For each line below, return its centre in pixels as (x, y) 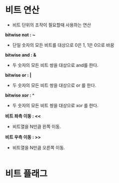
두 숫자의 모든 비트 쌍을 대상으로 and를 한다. (55, 65)
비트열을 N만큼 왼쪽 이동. (37, 126)
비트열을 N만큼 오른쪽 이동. (39, 147)
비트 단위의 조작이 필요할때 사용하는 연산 (52, 25)
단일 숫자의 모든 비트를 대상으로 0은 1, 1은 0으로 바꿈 (63, 45)
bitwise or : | (18, 75)
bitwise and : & (21, 55)
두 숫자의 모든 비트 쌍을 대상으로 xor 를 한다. (55, 105)
